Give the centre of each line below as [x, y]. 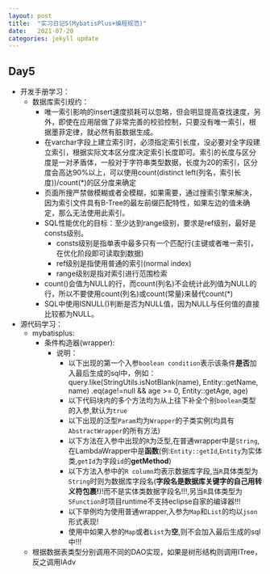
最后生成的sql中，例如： [116, 374]
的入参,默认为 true [98, 411]
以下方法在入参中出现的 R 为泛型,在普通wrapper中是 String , [164, 441]
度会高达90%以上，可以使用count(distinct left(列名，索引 [139, 173]
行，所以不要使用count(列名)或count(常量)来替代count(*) [139, 294]
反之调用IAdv [54, 562]
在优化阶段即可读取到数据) [100, 253]
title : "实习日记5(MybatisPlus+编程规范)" [78, 23]
